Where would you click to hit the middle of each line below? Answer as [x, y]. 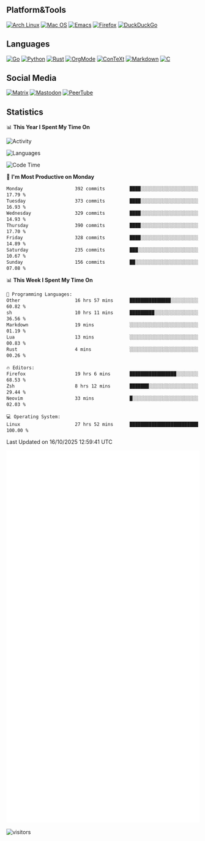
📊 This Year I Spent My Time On [48, 127]
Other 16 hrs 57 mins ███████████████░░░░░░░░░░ [102, 301]
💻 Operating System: [34, 417]
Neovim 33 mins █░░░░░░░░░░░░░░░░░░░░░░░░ [102, 398]
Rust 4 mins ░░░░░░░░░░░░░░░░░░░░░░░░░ [102, 349]
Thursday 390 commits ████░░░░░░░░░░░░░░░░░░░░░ [102, 226]
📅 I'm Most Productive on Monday [50, 177]
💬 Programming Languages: [39, 294]
